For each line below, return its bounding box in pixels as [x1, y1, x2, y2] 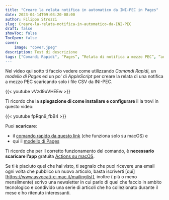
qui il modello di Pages [12, 138, 60, 144]
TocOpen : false [5, 36, 37, 41]
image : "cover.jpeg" [14, 45, 57, 50]
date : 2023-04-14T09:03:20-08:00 [5, 12, 75, 17]
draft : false [5, 26, 33, 31]
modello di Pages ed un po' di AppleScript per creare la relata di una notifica [5, 74, 163, 80]
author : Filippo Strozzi [5, 17, 57, 22]
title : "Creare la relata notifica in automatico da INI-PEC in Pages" [5, 7, 158, 13]
